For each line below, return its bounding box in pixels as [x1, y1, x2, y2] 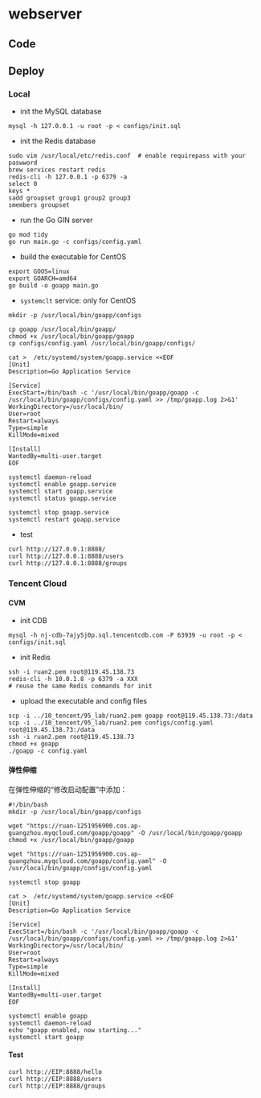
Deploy [8, 64, 45, 77]
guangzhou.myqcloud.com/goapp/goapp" [8, 828, 135, 837]
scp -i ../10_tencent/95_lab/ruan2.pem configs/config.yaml [8, 719, 214, 727]
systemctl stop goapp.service [8, 509, 110, 517]
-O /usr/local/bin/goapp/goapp [137, 828, 243, 837]
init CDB [19, 616, 47, 625]
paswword [8, 159, 38, 167]
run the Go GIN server [19, 215, 94, 225]
